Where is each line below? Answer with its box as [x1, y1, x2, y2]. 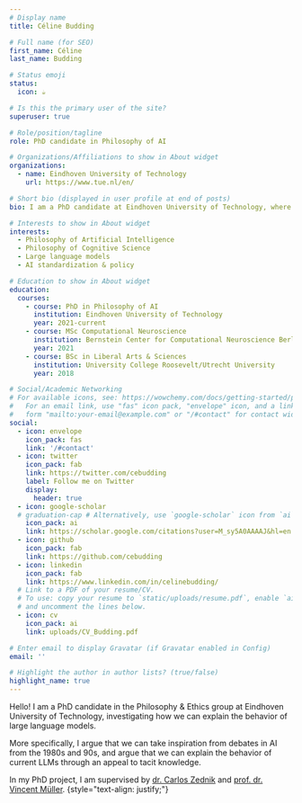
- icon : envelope [17, 426, 83, 436]
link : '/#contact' [25, 443, 94, 452]
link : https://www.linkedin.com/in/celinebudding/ [25, 577, 219, 586]
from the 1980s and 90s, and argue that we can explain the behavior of [9, 747, 272, 758]
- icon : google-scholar [17, 502, 106, 511]
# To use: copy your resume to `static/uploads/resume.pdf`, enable [17, 594, 280, 603]
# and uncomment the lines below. [17, 602, 147, 611]
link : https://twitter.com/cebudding [25, 468, 167, 477]
